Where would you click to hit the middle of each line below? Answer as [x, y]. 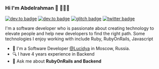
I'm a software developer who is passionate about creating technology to [80, 28]
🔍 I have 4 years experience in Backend [53, 54]
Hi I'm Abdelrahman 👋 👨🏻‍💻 [37, 8]
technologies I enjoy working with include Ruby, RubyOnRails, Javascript [79, 39]
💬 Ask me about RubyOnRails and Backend [57, 61]
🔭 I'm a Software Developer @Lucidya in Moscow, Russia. [71, 49]
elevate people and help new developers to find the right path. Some [75, 34]
